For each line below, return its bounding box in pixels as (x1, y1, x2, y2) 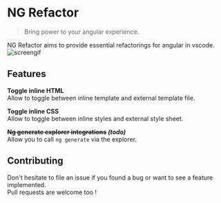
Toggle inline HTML (7, 86, 64, 94)
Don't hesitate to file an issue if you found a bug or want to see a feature (7, 173, 213, 182)
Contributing (7, 155, 64, 167)
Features (7, 68, 46, 80)
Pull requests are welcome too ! (7, 188, 97, 196)
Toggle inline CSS (7, 107, 59, 115)
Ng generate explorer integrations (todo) (7, 127, 126, 136)
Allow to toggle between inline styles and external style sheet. (7, 114, 184, 122)
